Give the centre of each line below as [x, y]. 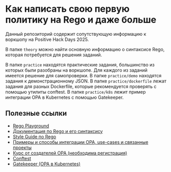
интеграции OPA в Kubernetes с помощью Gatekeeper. [65, 97]
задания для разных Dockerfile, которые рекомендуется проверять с [81, 86]
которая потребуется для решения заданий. [54, 55]
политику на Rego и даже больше [81, 20]
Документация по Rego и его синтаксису [58, 131]
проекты [22, 147]
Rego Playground [31, 125]
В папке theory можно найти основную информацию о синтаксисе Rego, [85, 49]
